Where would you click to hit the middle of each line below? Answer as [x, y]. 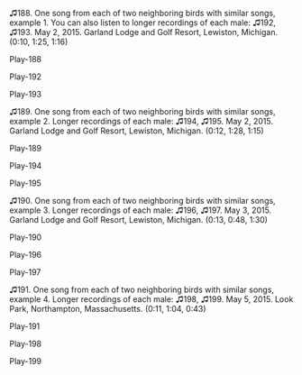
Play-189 [26, 148]
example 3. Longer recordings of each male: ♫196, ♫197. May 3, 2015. [141, 210]
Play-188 [26, 59]
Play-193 [26, 94]
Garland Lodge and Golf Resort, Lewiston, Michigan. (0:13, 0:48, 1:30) [139, 220]
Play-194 [26, 165]
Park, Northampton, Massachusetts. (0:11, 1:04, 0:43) [108, 309]
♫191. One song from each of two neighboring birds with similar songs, [142, 289]
